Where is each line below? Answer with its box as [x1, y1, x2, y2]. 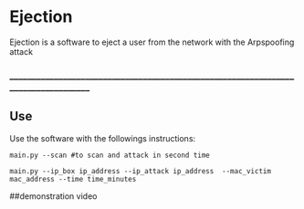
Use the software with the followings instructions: [9, 132, 196, 143]
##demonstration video [9, 190, 98, 202]
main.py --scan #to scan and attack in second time [9, 151, 210, 160]
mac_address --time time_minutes [9, 174, 137, 183]
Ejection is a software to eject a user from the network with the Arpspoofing [9, 37, 295, 47]
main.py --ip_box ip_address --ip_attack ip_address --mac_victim [9, 166, 272, 175]
